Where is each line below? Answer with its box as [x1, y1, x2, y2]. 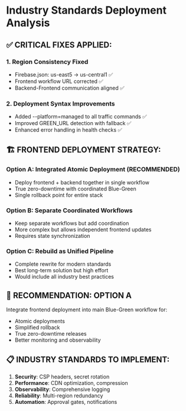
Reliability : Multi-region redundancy [14, 392, 103, 399]
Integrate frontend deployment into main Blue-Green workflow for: [6, 306, 168, 313]
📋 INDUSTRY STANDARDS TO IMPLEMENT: [6, 354, 170, 365]
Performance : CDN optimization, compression [14, 380, 128, 387]
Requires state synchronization [14, 232, 90, 240]
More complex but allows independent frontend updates [14, 226, 152, 233]
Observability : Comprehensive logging [14, 386, 110, 393]
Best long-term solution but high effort [14, 267, 109, 274]
